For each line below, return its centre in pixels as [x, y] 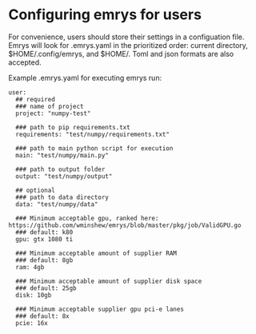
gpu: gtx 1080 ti [44, 239]
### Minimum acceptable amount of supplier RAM [96, 253]
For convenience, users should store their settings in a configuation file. [126, 37]
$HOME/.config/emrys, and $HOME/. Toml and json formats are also [121, 54]
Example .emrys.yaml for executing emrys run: [85, 78]
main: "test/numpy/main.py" [62, 155]
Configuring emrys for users [105, 15]
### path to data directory [62, 197]
